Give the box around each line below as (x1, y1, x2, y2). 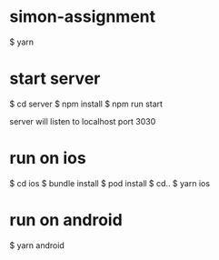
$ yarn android (9, 239, 65, 251)
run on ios (9, 148, 86, 169)
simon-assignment (9, 6, 156, 27)
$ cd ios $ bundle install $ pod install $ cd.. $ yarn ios (9, 177, 211, 188)
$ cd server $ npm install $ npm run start (9, 98, 164, 109)
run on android (9, 210, 123, 230)
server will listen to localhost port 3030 (9, 115, 156, 126)
